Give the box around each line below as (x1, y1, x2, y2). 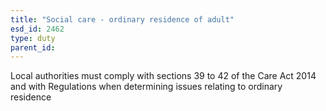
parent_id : (10, 42, 56, 53)
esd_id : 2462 (10, 24, 65, 34)
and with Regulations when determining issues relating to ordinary (10, 81, 283, 93)
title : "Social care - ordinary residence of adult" (10, 14, 235, 25)
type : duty (10, 33, 56, 43)
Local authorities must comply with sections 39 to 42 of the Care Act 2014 (10, 70, 317, 82)
